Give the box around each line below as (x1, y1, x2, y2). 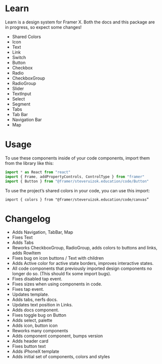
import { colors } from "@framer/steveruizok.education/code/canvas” (5, 197, 149, 202)
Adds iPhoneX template (12, 348, 59, 354)
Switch (12, 54, 26, 60)
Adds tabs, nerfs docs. (12, 297, 58, 303)
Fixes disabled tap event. (12, 276, 62, 282)
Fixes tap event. (12, 286, 44, 292)
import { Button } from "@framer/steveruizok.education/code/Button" (5, 179, 149, 183)
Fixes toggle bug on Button (12, 312, 67, 318)
